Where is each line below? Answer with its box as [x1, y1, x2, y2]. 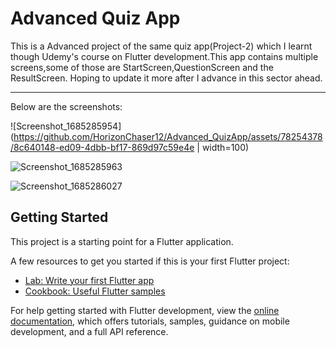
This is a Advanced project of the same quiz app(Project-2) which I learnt [10, 40, 313, 52]
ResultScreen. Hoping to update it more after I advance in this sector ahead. [10, 72, 323, 84]
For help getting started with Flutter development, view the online [10, 304, 280, 316]
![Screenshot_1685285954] [10, 120, 122, 132]
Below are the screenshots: [10, 100, 123, 112]
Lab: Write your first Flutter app [24, 274, 155, 286]
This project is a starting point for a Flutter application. [10, 235, 234, 247]
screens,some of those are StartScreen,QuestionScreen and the [10, 61, 274, 73]
